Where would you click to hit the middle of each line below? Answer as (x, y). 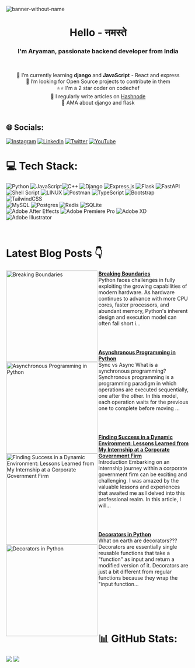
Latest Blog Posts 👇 (55, 254)
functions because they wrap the (138, 578)
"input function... (119, 584)
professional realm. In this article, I (140, 500)
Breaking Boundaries (124, 274)
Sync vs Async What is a (128, 365)
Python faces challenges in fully (137, 280)
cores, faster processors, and (134, 305)
